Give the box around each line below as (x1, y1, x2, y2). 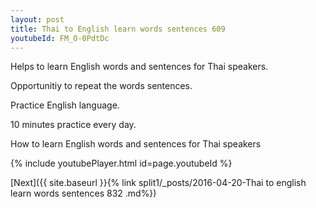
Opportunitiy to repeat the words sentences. (10, 80, 193, 92)
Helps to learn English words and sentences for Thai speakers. (10, 61, 269, 73)
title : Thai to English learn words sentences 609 (10, 24, 226, 34)
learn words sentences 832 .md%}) (10, 187, 157, 200)
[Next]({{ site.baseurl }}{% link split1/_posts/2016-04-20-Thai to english (10, 177, 307, 189)
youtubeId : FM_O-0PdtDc (10, 33, 110, 43)
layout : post (10, 14, 65, 25)
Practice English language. (10, 99, 120, 111)
